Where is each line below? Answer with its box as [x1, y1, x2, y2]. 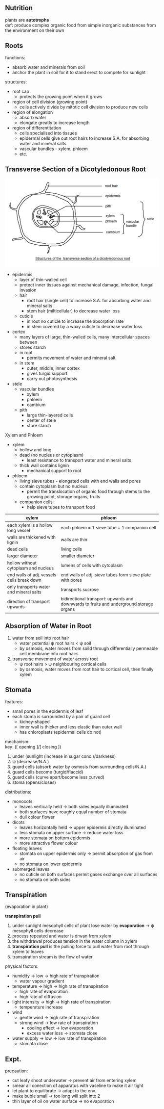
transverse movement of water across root [12, 656, 99, 662]
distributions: [5, 789, 32, 795]
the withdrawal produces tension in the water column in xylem [12, 938, 138, 944]
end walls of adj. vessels [7, 571, 57, 578]
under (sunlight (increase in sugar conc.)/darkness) [12, 753, 116, 759]
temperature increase [19, 1004, 63, 1010]
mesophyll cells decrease [12, 928, 64, 934]
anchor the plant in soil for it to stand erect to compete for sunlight [12, 69, 146, 75]
